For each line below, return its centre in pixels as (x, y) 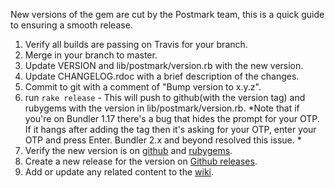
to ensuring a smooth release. (71, 25)
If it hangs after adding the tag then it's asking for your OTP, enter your (170, 129)
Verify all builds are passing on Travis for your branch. (136, 44)
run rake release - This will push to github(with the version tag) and (165, 97)
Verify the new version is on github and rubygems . (128, 150)
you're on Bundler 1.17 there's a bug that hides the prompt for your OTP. (172, 118)
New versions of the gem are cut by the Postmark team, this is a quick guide (167, 14)
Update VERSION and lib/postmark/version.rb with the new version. (164, 65)
